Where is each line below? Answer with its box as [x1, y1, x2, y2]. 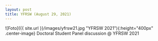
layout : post [5, 7, 32, 12]
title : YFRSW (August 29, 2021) [5, 12, 71, 17]
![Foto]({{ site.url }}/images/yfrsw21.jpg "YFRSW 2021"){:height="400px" [5, 25, 154, 31]
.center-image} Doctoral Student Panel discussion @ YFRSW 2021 [5, 30, 139, 36]
